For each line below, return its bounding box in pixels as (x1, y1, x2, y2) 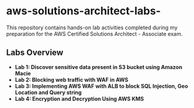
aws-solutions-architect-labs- (6, 4, 161, 18)
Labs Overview (6, 48, 64, 58)
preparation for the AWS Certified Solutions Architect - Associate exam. (6, 30, 183, 37)
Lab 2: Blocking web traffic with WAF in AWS (14, 76, 129, 83)
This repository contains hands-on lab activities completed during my (6, 24, 178, 31)
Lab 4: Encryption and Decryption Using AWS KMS (14, 95, 144, 102)
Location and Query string (14, 88, 82, 96)
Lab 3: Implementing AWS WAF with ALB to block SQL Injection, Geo (14, 82, 189, 90)
